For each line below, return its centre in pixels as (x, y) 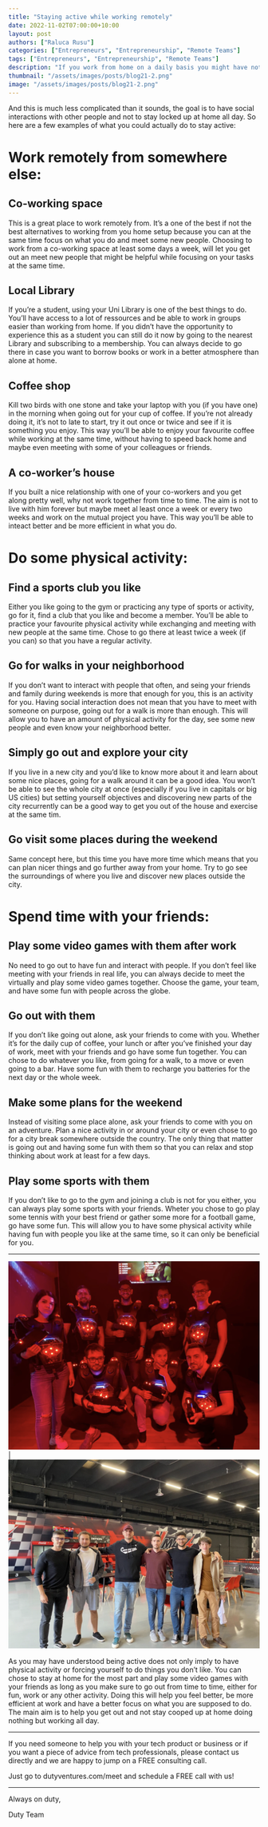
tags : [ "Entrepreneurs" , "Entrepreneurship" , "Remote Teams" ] (114, 59)
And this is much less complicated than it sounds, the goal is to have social (131, 108)
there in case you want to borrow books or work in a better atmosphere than (134, 352)
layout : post (30, 34)
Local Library (41, 291)
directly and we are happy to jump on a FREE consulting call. (108, 1761)
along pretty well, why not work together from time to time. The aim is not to (133, 500)
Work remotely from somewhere (118, 157)
